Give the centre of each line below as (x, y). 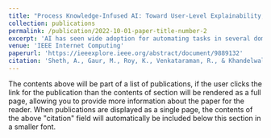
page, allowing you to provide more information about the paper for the (126, 101)
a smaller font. (32, 127)
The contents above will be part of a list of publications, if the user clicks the (135, 84)
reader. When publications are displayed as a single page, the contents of (131, 109)
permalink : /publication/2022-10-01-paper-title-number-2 (108, 31)
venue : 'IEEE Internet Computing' (67, 46)
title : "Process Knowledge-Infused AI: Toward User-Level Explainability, (137, 16)
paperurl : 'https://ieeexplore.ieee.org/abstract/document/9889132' (126, 53)
